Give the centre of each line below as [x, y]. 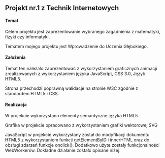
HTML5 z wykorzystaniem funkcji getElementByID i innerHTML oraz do [77, 140]
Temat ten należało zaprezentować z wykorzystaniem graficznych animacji [81, 68]
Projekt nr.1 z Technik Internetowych [62, 8]
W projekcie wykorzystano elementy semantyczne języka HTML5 [71, 116]
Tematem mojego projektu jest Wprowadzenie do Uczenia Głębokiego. [77, 46]
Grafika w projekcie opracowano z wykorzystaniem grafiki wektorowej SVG [81, 125]
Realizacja [16, 105]
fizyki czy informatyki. [28, 37]
